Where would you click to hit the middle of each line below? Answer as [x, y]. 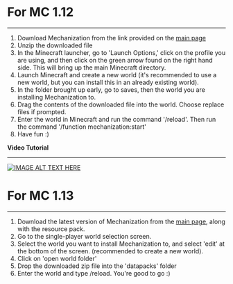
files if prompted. [42, 111]
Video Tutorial [28, 148]
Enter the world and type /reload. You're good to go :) [94, 273]
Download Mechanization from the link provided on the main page [112, 38]
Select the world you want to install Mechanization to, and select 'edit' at [121, 244]
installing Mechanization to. [56, 97]
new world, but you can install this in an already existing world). [108, 82]
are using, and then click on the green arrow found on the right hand [115, 60]
